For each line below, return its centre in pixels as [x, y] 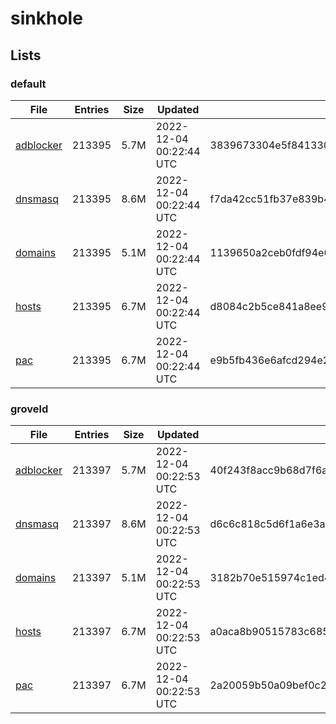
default [28, 84]
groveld [29, 409]
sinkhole [46, 18]
